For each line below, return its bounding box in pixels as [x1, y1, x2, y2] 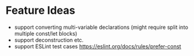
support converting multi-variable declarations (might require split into [14, 23, 189, 31]
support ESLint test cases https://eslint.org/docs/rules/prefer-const [14, 43, 181, 50]
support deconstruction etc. [14, 36, 84, 43]
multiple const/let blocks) [14, 30, 77, 37]
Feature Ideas [5, 4, 76, 17]
